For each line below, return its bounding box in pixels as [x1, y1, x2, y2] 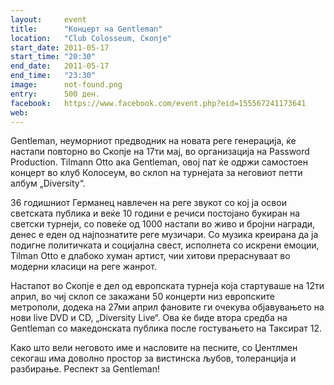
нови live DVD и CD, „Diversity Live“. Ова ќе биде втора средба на [10, 312, 288, 324]
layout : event [10, 14, 87, 25]
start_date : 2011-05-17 [10, 42, 110, 53]
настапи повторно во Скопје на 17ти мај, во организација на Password [10, 146, 310, 158]
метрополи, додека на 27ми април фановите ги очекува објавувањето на [10, 301, 325, 313]
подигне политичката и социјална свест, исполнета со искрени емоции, [10, 239, 320, 251]
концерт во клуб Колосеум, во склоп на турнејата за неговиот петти [10, 167, 303, 179]
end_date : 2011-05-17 [10, 61, 110, 71]
